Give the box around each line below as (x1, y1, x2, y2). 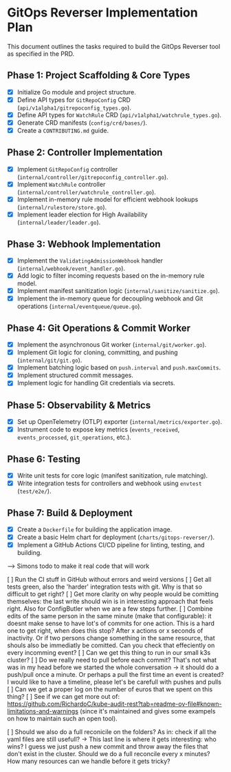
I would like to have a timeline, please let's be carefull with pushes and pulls (7, 678, 222, 687)
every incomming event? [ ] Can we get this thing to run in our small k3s (7, 649, 211, 657)
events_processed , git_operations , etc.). (16, 433, 132, 442)
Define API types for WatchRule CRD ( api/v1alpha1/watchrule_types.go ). (16, 110, 222, 119)
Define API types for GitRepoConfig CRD (16, 95, 131, 104)
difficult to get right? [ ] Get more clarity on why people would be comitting (7, 590, 219, 598)
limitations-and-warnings (7, 707, 79, 715)
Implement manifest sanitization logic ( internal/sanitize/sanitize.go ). (16, 287, 220, 295)
